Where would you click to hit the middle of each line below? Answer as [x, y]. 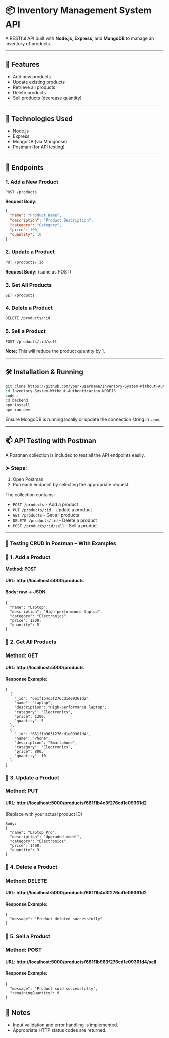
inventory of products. [28, 43]
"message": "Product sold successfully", [54, 988]
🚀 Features [22, 64]
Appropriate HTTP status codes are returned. [59, 1030]
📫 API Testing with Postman [51, 441]
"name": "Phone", [32, 738]
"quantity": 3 [24, 850]
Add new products [32, 76]
